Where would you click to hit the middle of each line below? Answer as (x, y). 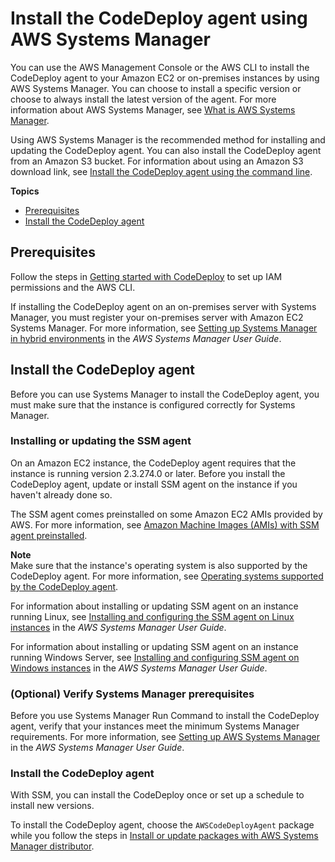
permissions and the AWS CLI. (73, 287)
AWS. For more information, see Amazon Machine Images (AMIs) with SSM (165, 524)
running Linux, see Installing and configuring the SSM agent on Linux (152, 616)
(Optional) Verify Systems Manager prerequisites (132, 694)
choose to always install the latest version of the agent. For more (143, 99)
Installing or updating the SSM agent (101, 441)
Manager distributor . (52, 846)
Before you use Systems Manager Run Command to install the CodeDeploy (165, 716)
